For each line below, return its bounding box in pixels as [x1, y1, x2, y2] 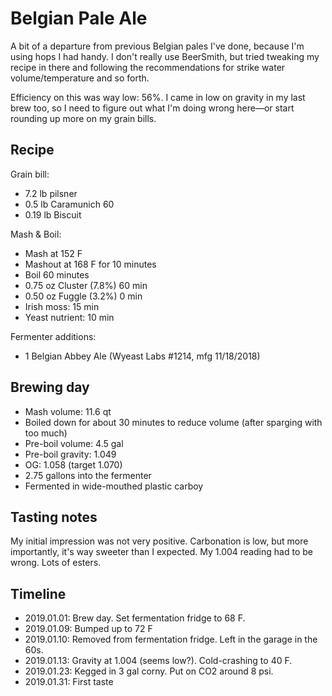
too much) [24, 427, 68, 439]
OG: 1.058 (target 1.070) [24, 458, 123, 471]
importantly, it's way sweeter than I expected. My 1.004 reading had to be [10, 546, 313, 558]
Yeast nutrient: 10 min [24, 311, 115, 323]
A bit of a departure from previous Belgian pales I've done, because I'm [10, 40, 305, 52]
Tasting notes [10, 508, 98, 526]
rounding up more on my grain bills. [10, 112, 157, 124]
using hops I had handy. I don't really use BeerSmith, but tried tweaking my [10, 50, 320, 62]
